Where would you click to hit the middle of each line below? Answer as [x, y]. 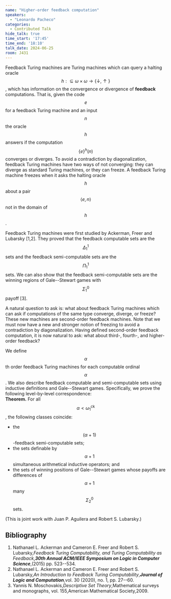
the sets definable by [35, 448]
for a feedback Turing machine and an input [51, 110]
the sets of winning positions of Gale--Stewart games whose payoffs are [89, 470]
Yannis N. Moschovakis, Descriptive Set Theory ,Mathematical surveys [86, 586]
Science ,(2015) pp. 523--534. [44, 564]
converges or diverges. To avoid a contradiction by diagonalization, [76, 159]
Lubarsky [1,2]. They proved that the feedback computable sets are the [80, 239]
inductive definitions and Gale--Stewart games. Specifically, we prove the [83, 388]
